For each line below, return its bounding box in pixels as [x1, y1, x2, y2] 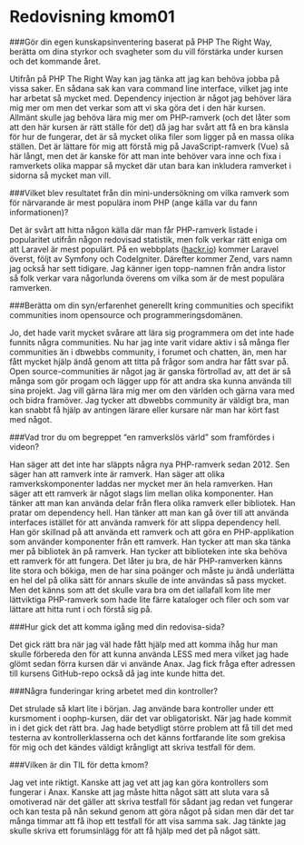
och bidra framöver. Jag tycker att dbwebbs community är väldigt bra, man [9, 394, 290, 405]
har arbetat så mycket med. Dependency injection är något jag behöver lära [9, 93, 292, 104]
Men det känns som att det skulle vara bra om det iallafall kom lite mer [9, 584, 271, 595]
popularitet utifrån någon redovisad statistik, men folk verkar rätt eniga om [9, 234, 288, 244]
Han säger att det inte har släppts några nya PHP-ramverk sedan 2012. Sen [9, 459, 290, 470]
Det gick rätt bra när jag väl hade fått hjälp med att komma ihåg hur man [9, 639, 279, 650]
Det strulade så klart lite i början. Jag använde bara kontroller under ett [9, 702, 274, 714]
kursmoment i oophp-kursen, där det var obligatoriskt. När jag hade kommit [9, 712, 292, 723]
